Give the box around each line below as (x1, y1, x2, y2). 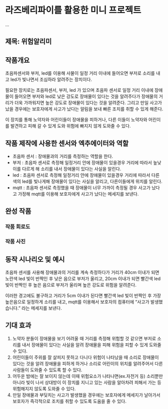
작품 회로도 (5, 223, 31, 230)
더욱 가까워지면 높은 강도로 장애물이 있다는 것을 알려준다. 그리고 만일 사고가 (14, 100, 162, 106)
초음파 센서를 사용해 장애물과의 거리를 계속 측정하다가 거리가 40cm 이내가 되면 (5, 269, 159, 275)
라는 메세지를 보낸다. (21, 305, 62, 311)
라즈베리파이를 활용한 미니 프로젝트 (5, 5, 142, 16)
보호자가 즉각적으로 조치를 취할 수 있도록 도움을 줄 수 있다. (12, 398, 127, 404)
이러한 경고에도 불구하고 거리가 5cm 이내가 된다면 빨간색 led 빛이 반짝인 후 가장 (5, 293, 161, 299)
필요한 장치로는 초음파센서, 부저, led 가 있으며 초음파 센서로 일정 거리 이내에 (5, 87, 153, 93)
